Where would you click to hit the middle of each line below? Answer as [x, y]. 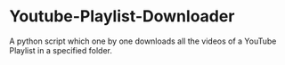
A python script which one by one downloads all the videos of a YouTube [143, 41]
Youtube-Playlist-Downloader [122, 16]
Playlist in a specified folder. [61, 50]
